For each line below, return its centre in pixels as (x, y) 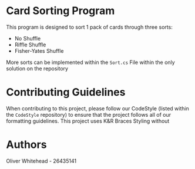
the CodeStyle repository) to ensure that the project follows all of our (89, 114)
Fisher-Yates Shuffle (39, 50)
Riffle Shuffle (30, 45)
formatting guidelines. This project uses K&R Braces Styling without (88, 121)
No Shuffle (28, 38)
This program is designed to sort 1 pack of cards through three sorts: (90, 27)
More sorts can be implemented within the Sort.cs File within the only (90, 62)
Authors (26, 145)
